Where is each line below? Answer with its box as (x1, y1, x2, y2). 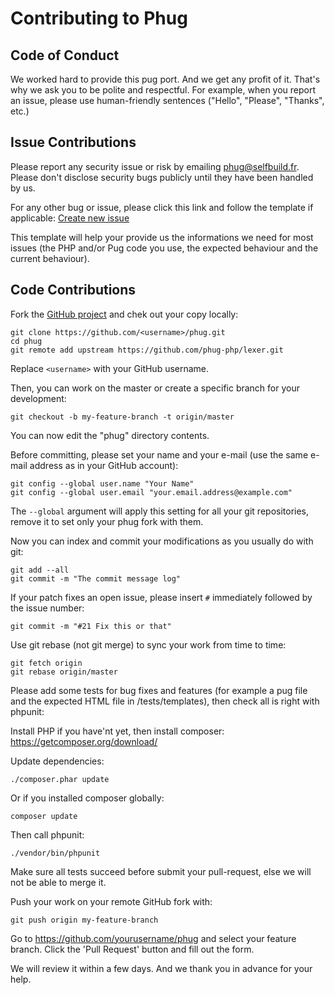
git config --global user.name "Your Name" (10, 478, 195, 489)
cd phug (10, 336, 43, 346)
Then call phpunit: (10, 828, 85, 841)
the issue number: (10, 602, 85, 614)
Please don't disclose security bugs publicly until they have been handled (10, 171, 314, 183)
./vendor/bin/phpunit (10, 848, 101, 858)
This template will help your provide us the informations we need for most (10, 231, 314, 243)
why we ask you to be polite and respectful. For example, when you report (10, 84, 317, 96)
